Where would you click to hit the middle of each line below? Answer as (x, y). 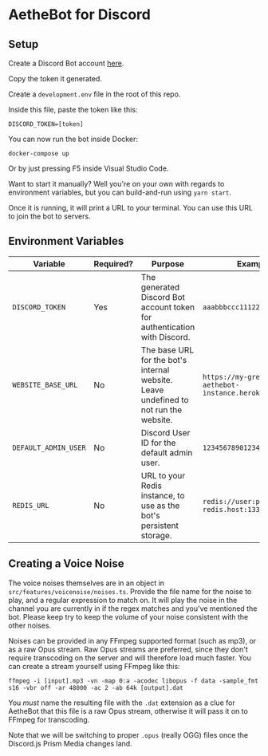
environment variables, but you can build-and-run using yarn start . (120, 192)
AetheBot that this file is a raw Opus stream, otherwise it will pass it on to (128, 711)
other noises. (30, 625)
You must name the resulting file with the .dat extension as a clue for (122, 703)
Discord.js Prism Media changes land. (71, 743)
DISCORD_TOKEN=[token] (46, 124)
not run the (162, 410)
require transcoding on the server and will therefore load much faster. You (130, 658)
